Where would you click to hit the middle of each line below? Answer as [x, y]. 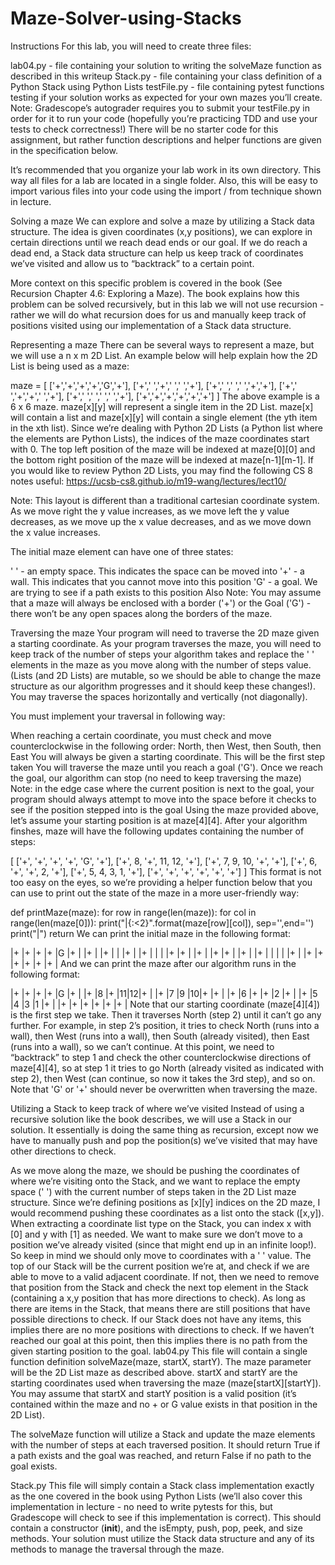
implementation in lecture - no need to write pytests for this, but [141, 1506]
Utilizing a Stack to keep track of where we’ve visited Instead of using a [157, 1108]
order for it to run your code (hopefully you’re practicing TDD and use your [164, 118]
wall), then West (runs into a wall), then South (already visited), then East [160, 1036]
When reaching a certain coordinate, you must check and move [141, 735]
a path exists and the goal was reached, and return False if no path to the [161, 1455]
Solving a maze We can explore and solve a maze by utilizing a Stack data [162, 221]
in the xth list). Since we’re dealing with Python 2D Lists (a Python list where [167, 428]
